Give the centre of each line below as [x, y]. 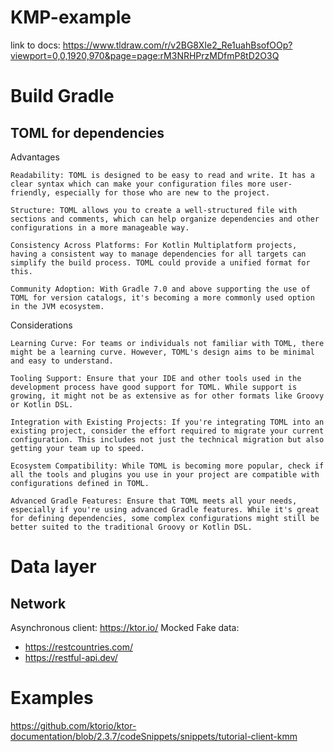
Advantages [35, 157]
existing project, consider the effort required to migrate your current [167, 431]
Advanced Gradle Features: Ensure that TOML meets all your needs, [154, 501]
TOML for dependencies [87, 132]
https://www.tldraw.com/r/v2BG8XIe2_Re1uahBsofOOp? [177, 45]
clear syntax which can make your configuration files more [138, 184]
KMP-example [71, 17]
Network [38, 603]
